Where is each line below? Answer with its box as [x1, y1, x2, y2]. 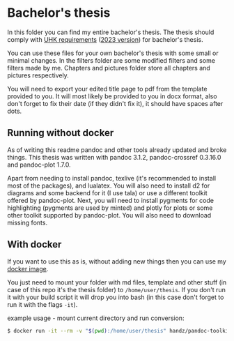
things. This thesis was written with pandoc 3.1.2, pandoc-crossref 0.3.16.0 [7, 153, 221, 161]
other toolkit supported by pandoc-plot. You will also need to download [7, 211, 212, 219]
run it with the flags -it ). [7, 300, 78, 308]
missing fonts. [7, 218, 47, 227]
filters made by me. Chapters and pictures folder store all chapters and [7, 63, 210, 72]
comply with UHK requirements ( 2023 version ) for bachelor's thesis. [7, 35, 203, 43]
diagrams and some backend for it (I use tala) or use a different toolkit [7, 188, 208, 197]
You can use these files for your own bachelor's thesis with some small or [7, 49, 219, 57]
